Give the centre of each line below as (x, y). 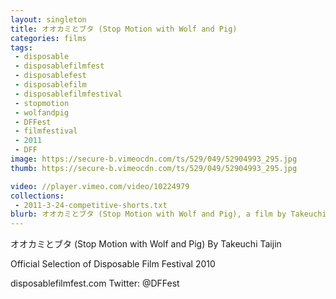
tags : (21, 47)
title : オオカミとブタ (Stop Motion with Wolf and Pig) (124, 29)
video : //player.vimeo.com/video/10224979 (100, 186)
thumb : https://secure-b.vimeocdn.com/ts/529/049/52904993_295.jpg (154, 168)
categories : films (48, 38)
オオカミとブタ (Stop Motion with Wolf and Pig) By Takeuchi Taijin (146, 244)
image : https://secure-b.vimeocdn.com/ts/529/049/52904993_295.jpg (154, 159)
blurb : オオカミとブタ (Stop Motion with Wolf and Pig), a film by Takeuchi (168, 214)
